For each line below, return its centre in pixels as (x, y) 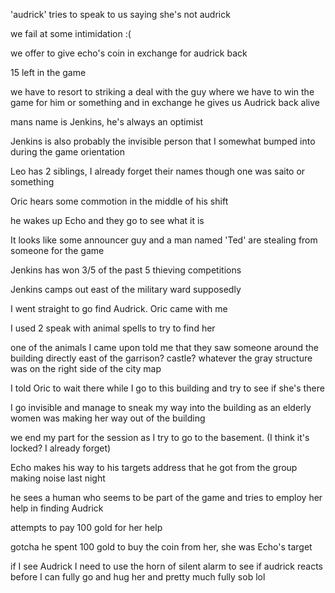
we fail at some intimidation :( (71, 33)
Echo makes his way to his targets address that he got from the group (154, 467)
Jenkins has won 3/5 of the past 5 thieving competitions (126, 270)
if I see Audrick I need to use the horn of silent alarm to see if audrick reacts (166, 566)
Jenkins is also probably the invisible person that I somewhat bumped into (163, 141)
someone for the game (57, 250)
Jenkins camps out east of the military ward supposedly (126, 289)
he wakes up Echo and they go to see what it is (107, 220)
